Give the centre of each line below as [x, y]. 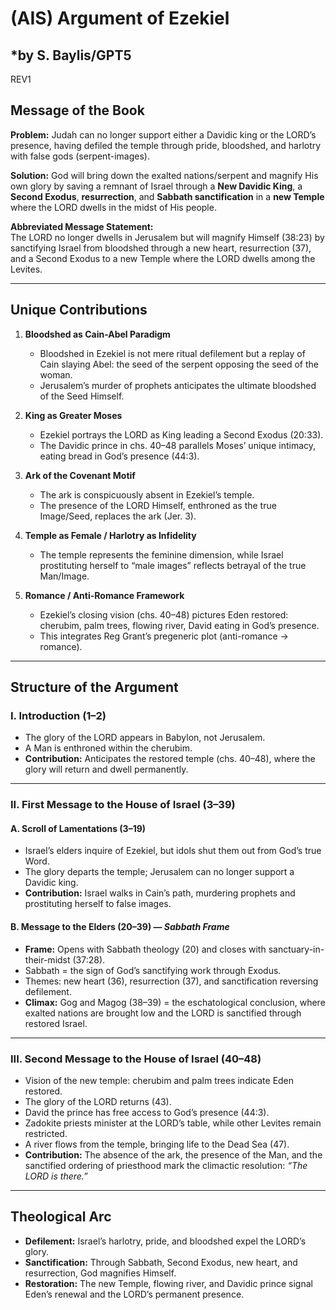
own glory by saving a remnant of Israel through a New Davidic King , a [156, 186]
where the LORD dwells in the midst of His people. [113, 207]
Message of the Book [77, 110]
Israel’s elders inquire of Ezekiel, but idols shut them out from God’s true [173, 851]
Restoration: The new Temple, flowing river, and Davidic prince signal [168, 1283]
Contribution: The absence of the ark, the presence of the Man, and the [173, 1154]
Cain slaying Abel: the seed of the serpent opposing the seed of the [179, 364]
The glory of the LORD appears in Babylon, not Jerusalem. [145, 738]
